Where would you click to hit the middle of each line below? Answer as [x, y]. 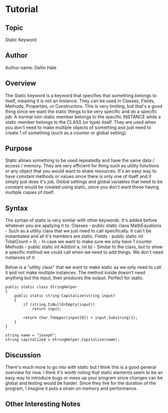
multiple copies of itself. [30, 192]
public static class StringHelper [41, 287]
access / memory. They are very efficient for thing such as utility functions [82, 166]
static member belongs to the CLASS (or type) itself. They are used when [81, 122]
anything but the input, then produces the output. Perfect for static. [74, 278]
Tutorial [22, 9]
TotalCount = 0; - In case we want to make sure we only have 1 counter [78, 242]
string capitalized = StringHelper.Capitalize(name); [63, 340]
